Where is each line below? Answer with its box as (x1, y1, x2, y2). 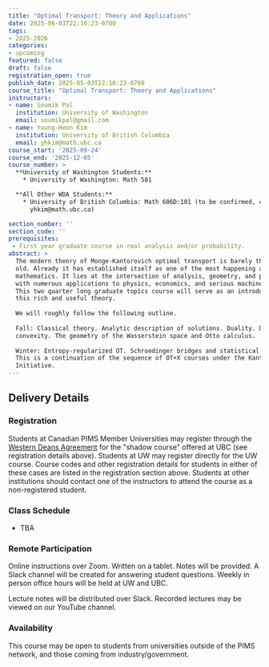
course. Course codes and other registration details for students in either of (8, 459, 258, 469)
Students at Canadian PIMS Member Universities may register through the (8, 433, 252, 443)
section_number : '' (8, 220, 74, 228)
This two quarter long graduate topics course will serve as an (15, 287, 235, 295)
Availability (8, 623, 54, 634)
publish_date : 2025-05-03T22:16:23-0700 (8, 79, 146, 87)
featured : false (8, 57, 62, 65)
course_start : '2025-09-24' (8, 146, 102, 154)
